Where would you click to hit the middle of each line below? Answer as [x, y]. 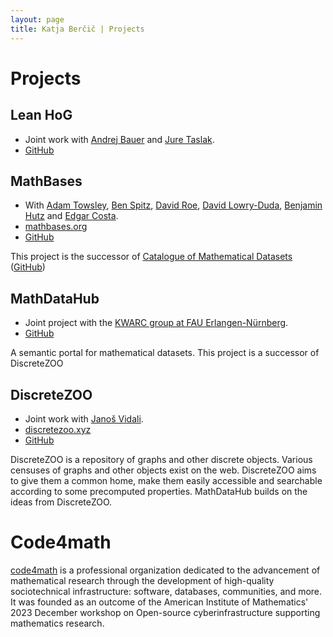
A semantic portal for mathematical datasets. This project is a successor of [165, 353]
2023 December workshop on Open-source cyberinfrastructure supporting [165, 612]
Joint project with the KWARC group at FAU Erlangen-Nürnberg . [156, 323]
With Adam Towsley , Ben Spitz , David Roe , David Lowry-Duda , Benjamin [173, 205]
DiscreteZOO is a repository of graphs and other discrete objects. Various [161, 459]
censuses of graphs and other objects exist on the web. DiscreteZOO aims [163, 470]
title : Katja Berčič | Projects [77, 29]
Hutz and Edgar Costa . [71, 216]
